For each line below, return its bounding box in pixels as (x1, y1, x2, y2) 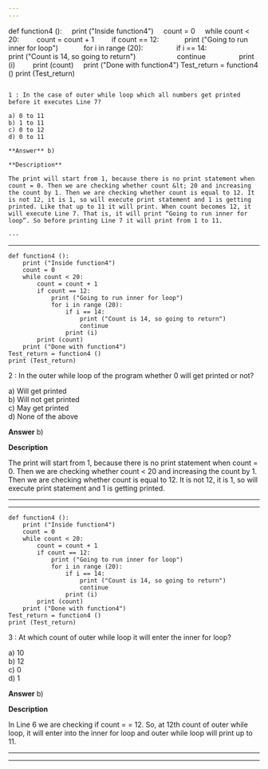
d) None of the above (8, 412, 78, 421)
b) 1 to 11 (8, 119, 45, 127)
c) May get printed (8, 403, 69, 412)
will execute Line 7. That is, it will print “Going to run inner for (8, 209, 248, 218)
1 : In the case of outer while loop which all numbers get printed (8, 91, 241, 99)
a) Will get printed (8, 386, 67, 396)
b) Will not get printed (8, 394, 80, 404)
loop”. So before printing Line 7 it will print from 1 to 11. (8, 216, 223, 224)
